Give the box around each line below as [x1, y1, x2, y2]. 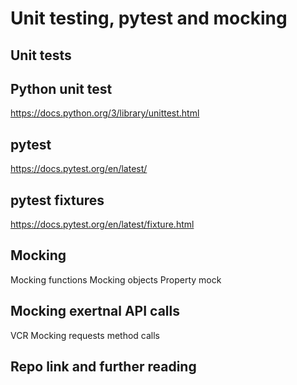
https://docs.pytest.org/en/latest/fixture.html [10, 218, 195, 231]
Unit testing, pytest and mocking [10, 7, 288, 30]
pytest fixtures [10, 192, 105, 209]
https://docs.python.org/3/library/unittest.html [10, 107, 200, 119]
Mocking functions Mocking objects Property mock [10, 273, 222, 286]
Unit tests [10, 47, 72, 64]
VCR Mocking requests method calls [10, 329, 160, 341]
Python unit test [10, 80, 113, 97]
